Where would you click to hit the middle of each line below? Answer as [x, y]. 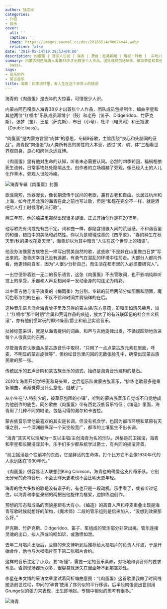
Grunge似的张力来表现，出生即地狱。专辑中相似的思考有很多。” [69, 591]
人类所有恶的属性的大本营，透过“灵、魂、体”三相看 [102, 144]
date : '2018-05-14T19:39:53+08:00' [42, 51]
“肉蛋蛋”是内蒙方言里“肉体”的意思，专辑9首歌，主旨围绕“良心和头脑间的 [79, 138]
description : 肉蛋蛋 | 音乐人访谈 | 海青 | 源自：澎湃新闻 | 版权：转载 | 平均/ [83, 56]
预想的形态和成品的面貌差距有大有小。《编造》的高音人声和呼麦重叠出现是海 [83, 505]
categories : [17, 14]
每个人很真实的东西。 [27, 337]
